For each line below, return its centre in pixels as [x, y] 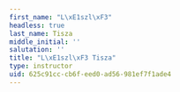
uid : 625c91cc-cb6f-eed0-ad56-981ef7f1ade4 [90, 74]
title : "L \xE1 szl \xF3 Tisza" [63, 58]
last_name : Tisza [41, 33]
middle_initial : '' [45, 42]
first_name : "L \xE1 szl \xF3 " [61, 17]
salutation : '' [37, 50]
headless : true [37, 25]
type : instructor [41, 67]
